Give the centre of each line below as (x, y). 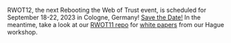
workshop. (23, 32)
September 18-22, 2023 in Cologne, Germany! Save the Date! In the (104, 17)
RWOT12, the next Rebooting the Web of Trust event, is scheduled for (107, 10)
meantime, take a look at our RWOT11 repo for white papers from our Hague (116, 25)
